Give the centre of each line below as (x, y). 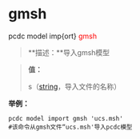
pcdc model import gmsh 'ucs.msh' (66, 118)
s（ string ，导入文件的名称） (74, 86)
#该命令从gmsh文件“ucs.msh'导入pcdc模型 (70, 127)
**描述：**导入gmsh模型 (69, 52)
